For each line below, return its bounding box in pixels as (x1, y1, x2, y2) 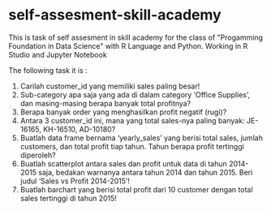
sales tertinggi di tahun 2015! (19, 193, 118, 203)
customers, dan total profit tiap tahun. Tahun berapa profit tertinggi (19, 141, 245, 151)
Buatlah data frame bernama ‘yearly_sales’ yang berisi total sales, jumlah (19, 132, 264, 143)
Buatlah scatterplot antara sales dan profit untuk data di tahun (19, 158, 227, 168)
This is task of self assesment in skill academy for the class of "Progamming (8, 32, 264, 42)
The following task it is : (8, 65, 88, 75)
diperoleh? (19, 150, 56, 160)
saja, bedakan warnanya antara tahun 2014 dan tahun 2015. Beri (38, 167, 253, 177)
